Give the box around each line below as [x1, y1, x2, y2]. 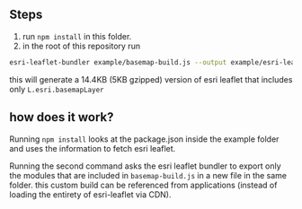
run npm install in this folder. [22, 30, 132, 41]
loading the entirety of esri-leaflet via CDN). [9, 188, 172, 200]
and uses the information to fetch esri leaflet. [9, 143, 176, 153]
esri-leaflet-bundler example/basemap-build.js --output [9, 57, 227, 66]
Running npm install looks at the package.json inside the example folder [9, 134, 280, 144]
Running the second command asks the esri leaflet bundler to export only [9, 161, 281, 171]
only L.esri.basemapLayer [9, 83, 104, 94]
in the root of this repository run [22, 40, 141, 51]
